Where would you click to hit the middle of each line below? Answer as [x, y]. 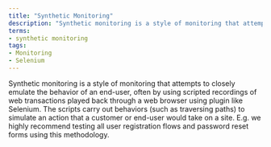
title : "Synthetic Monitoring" [61, 16]
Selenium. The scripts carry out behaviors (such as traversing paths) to [127, 108]
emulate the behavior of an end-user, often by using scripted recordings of [133, 92]
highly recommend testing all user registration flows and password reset [129, 126]
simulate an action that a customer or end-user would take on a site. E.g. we [135, 117]
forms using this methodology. [59, 134]
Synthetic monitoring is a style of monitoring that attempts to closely [122, 83]
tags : [17, 46]
